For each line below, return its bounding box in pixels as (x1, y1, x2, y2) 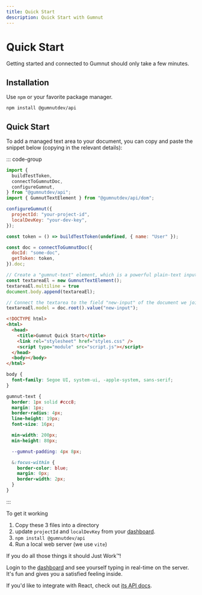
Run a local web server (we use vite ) (14, 540, 108, 548)
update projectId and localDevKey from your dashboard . (14, 528, 156, 535)
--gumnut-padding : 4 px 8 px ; (11, 449, 82, 455)
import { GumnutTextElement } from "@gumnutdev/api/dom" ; (6, 195, 155, 201)
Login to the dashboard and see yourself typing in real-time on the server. (6, 564, 189, 571)
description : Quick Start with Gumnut (6, 14, 103, 20)
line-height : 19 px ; (11, 415, 61, 422)
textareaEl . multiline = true (6, 283, 79, 289)
